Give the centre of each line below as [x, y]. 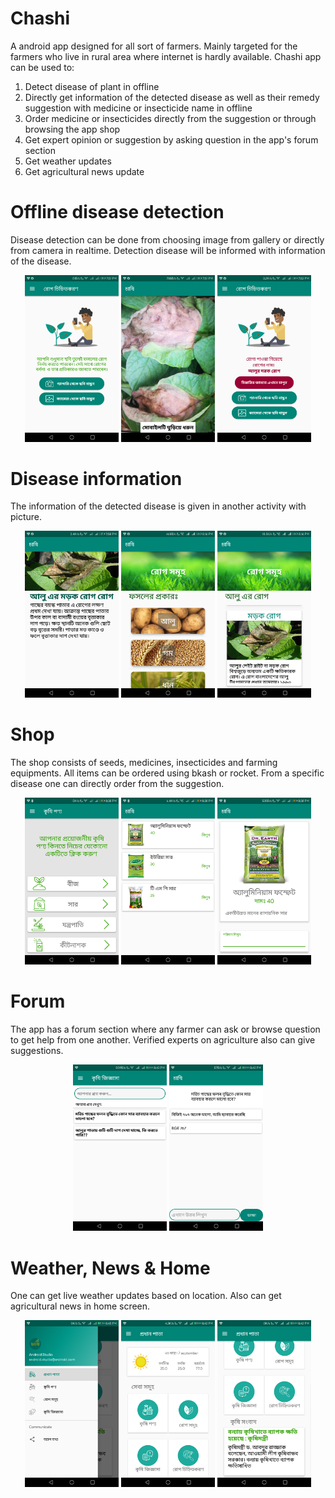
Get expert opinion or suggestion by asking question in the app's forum [171, 139]
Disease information [96, 478]
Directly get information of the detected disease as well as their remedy [172, 97]
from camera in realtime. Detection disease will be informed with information [168, 250]
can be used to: [42, 67]
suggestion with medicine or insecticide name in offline [138, 108]
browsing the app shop [72, 129]
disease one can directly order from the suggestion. [117, 784]
